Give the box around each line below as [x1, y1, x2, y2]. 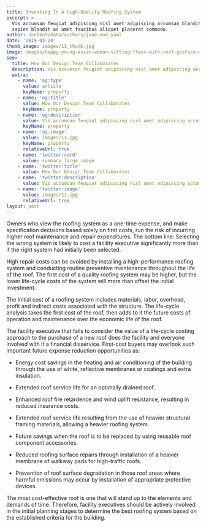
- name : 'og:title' [17, 95, 67, 101]
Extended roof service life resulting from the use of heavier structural [15, 414, 191, 421]
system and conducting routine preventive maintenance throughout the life [6, 265, 195, 272]
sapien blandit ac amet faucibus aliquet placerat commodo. [12, 26, 169, 33]
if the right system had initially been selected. [6, 246, 121, 254]
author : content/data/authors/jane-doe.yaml [6, 32, 122, 38]
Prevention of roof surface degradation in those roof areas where [15, 469, 181, 477]
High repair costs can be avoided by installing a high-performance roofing [6, 258, 194, 265]
